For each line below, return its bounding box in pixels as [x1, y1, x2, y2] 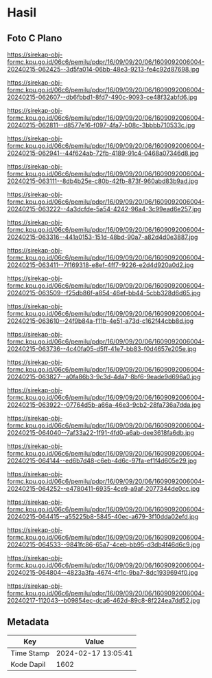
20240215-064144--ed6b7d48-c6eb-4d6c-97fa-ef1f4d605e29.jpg [7, 456, 197, 465]
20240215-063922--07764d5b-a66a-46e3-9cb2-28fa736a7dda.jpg [7, 401, 201, 409]
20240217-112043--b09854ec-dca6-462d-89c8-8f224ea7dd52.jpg [7, 597, 200, 604]
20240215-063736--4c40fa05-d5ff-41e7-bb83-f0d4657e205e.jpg [7, 345, 197, 352]
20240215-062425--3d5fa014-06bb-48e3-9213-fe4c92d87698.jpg [7, 65, 200, 73]
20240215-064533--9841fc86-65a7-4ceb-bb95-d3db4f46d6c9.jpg [7, 540, 200, 549]
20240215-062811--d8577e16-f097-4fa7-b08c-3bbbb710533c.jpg [7, 121, 196, 129]
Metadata [7, 616, 49, 628]
